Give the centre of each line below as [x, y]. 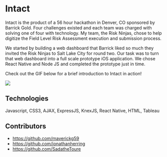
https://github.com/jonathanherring [49, 144]
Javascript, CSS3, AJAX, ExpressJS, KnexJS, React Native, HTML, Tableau [82, 111]
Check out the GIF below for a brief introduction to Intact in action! [73, 73]
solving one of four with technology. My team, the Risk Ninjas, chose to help [83, 33]
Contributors [26, 126]
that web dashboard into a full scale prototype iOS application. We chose [80, 58]
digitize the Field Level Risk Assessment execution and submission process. [83, 38]
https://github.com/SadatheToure [46, 149]
